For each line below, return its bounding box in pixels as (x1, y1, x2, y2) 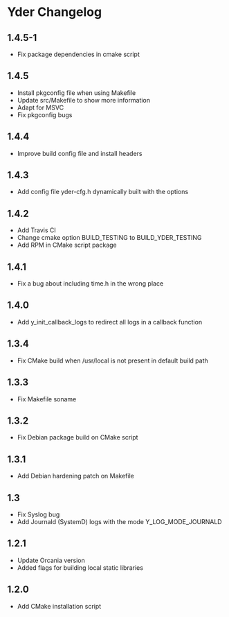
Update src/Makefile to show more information (17, 96, 151, 104)
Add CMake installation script (17, 602, 102, 610)
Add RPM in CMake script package (17, 241, 118, 250)
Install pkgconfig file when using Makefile (17, 88, 136, 97)
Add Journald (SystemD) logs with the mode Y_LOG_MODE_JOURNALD (17, 517, 223, 525)
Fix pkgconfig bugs (17, 110, 73, 119)
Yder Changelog (7, 4, 102, 20)
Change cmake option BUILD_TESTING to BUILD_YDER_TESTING (17, 234, 202, 242)
